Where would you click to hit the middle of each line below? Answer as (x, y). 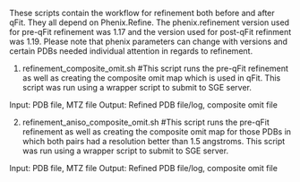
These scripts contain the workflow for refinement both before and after (142, 13)
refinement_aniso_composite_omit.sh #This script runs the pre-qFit (146, 122)
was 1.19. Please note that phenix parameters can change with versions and (149, 41)
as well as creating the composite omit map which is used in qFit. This (151, 78)
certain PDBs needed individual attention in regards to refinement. (131, 51)
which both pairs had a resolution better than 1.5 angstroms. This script (154, 141)
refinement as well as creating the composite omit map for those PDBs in (157, 132)
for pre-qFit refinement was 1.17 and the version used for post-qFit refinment (150, 32)
